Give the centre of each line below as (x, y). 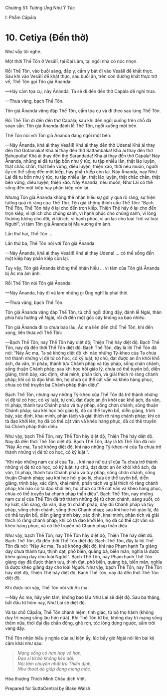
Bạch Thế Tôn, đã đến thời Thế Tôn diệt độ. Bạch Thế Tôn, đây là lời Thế (79, 540)
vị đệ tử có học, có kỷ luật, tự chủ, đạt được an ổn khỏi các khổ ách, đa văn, (83, 400)
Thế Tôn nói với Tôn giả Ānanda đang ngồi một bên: (58, 135)
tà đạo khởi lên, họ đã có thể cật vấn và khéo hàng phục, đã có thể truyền (81, 421)
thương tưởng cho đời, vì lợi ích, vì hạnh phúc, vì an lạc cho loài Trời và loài (82, 218)
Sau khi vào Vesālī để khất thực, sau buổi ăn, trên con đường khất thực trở (81, 76)
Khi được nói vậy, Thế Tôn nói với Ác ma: (47, 587)
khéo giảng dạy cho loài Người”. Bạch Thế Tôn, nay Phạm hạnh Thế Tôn (79, 556)
